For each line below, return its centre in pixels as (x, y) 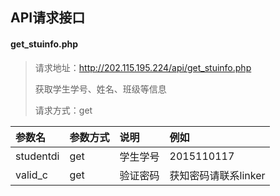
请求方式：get (63, 110)
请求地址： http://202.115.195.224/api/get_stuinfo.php (143, 67)
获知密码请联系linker (217, 175)
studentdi (37, 156)
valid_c (31, 175)
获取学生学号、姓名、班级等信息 (100, 89)
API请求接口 (48, 18)
